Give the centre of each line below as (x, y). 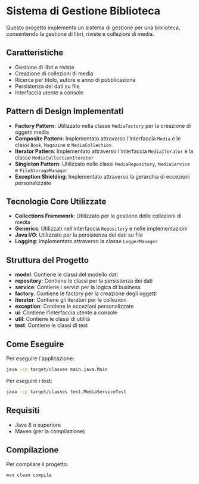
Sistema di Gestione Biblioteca (83, 11)
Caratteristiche (35, 53)
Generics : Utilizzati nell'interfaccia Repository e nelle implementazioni (101, 229)
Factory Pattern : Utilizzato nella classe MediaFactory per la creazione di (103, 125)
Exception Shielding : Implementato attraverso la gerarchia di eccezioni (102, 176)
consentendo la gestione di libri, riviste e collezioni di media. (80, 33)
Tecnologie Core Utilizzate (56, 201)
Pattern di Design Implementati (65, 111)
